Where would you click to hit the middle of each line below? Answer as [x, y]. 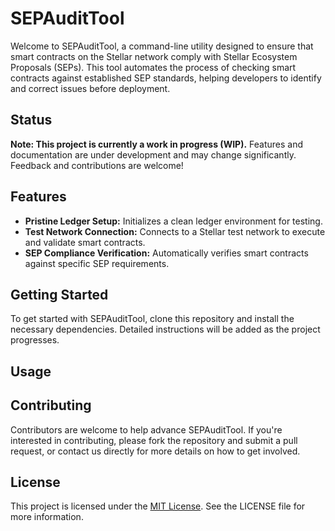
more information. [47, 517]
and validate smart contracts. [85, 242]
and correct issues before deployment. [90, 88]
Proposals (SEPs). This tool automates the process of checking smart [153, 67]
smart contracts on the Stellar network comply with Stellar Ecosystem [154, 56]
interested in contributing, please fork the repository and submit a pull [154, 440]
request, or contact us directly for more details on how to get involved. [155, 451]
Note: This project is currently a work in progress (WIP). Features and [157, 144]
